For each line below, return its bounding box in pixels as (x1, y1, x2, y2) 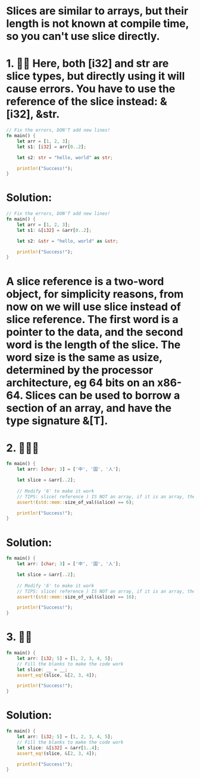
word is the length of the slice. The (6, 338, 181, 351)
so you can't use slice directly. (6, 30, 160, 43)
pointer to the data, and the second (6, 325, 183, 339)
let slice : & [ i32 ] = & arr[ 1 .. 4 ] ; (17, 745, 100, 751)
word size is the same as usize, (6, 351, 162, 364)
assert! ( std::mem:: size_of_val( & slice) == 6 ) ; (17, 499, 135, 505)
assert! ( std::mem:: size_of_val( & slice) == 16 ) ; (17, 594, 137, 600)
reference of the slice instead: (6, 95, 158, 109)
